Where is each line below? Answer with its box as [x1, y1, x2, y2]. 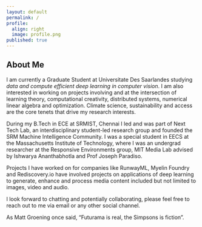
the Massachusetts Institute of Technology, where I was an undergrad [6, 139, 181, 147]
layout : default [6, 9, 47, 15]
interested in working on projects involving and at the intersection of [6, 89, 177, 96]
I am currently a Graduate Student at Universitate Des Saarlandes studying [6, 75, 193, 83]
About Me [6, 60, 44, 70]
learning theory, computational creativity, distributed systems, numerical [6, 95, 187, 102]
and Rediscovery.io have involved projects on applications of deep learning [6, 170, 194, 178]
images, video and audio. [6, 183, 70, 190]
